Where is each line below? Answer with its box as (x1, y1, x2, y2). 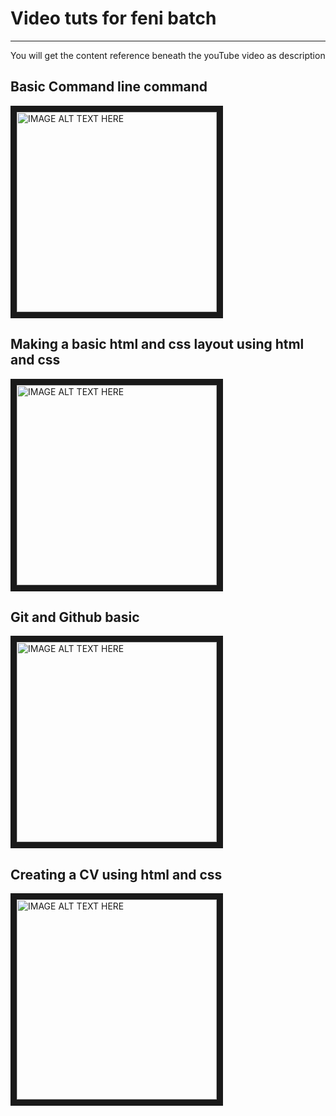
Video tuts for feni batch (10, 7, 217, 30)
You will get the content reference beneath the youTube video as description (10, 49, 326, 61)
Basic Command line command (10, 78, 208, 96)
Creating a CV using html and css (10, 866, 223, 883)
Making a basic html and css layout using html (10, 336, 305, 353)
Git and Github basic (10, 608, 140, 626)
